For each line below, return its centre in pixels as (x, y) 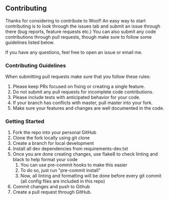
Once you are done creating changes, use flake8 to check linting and (85, 154)
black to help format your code (45, 160)
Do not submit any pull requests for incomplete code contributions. (83, 92)
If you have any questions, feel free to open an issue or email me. (74, 52)
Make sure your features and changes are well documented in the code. (88, 108)
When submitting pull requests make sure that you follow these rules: (78, 77)
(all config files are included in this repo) (63, 181)
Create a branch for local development (53, 143)
